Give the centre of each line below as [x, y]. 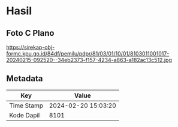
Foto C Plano [30, 33]
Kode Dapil [25, 115]
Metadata [25, 79]
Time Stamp [26, 106]
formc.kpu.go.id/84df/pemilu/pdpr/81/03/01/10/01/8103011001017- [88, 54]
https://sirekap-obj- [31, 47]
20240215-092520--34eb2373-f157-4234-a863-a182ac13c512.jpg [89, 60]
